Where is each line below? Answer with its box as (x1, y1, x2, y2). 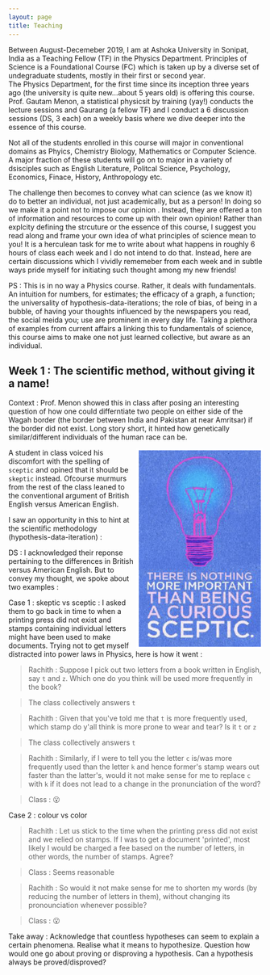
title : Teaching (8, 21, 63, 30)
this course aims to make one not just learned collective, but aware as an (8, 332, 251, 342)
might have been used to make (8, 632, 111, 642)
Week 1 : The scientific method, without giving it (8, 364, 255, 377)
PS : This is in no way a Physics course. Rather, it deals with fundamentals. (8, 280, 256, 290)
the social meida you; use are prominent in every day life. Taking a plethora (8, 315, 258, 325)
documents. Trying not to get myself (8, 641, 129, 650)
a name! (8, 376, 50, 390)
